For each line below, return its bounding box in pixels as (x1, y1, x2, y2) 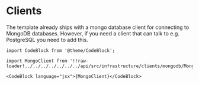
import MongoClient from (6, 58, 68, 64)
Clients (6, 4, 42, 18)
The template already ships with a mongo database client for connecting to (6, 24, 190, 31)
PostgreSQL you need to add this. (6, 36, 89, 43)
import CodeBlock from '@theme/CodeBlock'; (6, 47, 115, 54)
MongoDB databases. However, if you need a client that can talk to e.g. (6, 30, 179, 37)
